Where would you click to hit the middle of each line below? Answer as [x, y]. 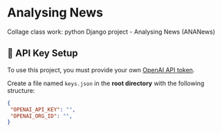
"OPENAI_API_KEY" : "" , [43, 109]
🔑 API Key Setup [43, 53]
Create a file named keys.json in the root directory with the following [106, 83]
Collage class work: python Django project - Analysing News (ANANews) [111, 32]
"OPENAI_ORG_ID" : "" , [41, 116]
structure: [21, 90]
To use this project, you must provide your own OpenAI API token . [101, 69]
